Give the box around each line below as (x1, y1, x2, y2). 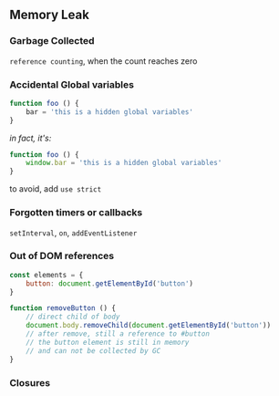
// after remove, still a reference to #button (26, 329, 210, 339)
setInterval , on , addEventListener (9, 227, 138, 238)
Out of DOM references (9, 250, 115, 263)
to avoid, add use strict (9, 183, 102, 194)
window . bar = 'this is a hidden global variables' (26, 159, 222, 168)
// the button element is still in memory (26, 338, 190, 347)
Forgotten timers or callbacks (9, 206, 143, 219)
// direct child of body (26, 312, 120, 322)
